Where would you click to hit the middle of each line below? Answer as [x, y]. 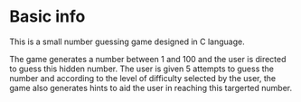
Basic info [47, 17]
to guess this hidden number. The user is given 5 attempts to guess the [141, 69]
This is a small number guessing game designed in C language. [127, 42]
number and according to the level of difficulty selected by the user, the [143, 78]
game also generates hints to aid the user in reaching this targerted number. [150, 88]
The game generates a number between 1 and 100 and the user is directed [148, 59]
